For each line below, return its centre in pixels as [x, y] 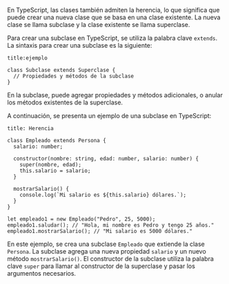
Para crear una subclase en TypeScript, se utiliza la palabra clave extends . [112, 38]
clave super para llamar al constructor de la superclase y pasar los [101, 266]
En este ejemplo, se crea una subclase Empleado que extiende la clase [106, 244]
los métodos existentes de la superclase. [65, 102]
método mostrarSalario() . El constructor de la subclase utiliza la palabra [110, 259]
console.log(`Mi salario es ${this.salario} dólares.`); [103, 195]
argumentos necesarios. [42, 273]
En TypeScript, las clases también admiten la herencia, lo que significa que [113, 10]
